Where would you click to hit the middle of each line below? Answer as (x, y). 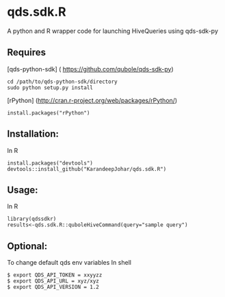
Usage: (23, 190)
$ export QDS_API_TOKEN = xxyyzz (55, 275)
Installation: (33, 134)
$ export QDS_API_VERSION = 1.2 (53, 287)
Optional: (27, 246)
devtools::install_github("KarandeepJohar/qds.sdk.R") (87, 169)
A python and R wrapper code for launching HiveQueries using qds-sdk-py (113, 31)
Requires (27, 52)
